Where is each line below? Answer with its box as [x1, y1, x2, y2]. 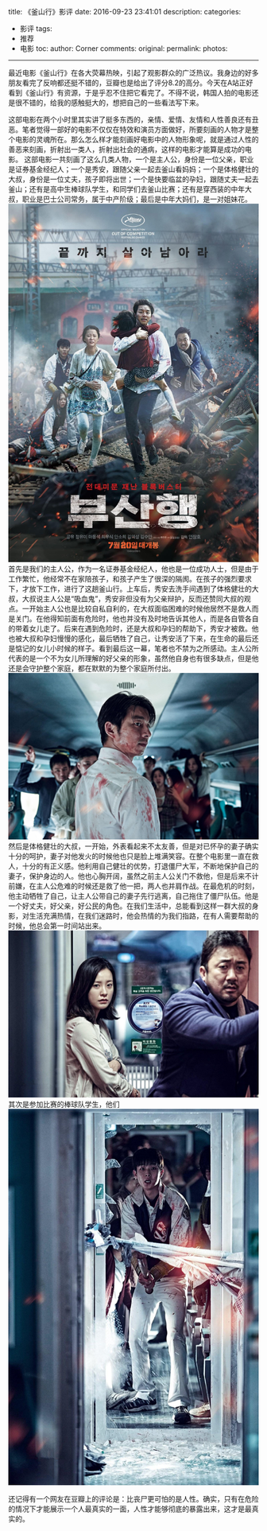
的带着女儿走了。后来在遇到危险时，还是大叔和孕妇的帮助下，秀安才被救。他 [8, 624, 259, 633]
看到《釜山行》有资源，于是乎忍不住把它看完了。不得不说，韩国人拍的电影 [8, 88, 252, 97]
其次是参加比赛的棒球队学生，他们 [8, 1100, 120, 1109]
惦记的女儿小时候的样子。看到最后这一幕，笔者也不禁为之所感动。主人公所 [14, 643, 259, 653]
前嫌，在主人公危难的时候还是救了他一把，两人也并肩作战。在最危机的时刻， [8, 881, 259, 891]
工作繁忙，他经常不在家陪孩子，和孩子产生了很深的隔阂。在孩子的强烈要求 [8, 573, 252, 583]
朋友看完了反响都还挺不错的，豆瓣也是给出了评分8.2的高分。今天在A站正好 [8, 78, 253, 87]
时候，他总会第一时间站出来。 [8, 921, 106, 931]
